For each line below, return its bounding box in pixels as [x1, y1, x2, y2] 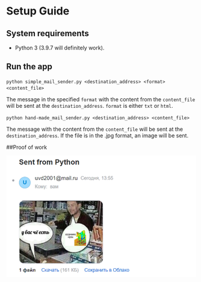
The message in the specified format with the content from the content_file [6, 95, 196, 103]
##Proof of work [6, 143, 47, 151]
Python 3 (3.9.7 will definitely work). [14, 44, 105, 51]
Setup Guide [6, 4, 70, 18]
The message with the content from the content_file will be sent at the [6, 125, 184, 133]
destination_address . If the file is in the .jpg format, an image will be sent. [6, 131, 188, 139]
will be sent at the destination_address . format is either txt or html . [6, 102, 173, 109]
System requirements [6, 28, 89, 39]
